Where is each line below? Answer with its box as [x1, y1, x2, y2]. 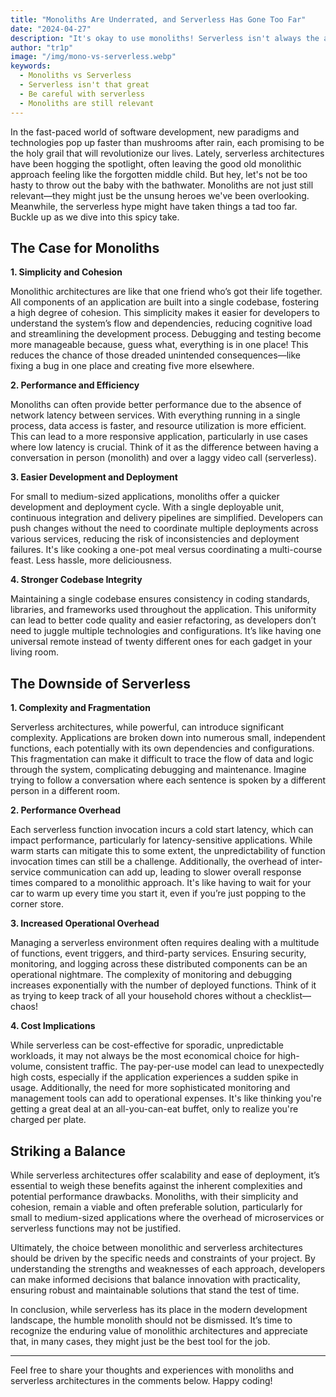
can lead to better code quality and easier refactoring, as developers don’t [10, 614, 317, 626]
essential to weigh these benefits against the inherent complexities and [10, 1179, 303, 1191]
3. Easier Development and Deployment [10, 471, 178, 483]
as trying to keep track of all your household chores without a [10, 990, 264, 1002]
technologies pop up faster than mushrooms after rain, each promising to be [10, 136, 325, 148]
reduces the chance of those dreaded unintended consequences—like [10, 349, 301, 361]
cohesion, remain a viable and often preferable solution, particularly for [10, 1201, 303, 1213]
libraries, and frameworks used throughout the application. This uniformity [10, 604, 317, 616]
